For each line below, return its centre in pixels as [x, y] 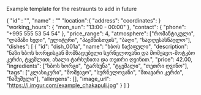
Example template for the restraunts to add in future [72, 9]
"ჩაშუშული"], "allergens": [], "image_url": [59, 79]
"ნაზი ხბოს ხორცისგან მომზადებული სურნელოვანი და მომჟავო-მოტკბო [101, 53]
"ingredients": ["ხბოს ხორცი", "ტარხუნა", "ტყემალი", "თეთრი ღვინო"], [97, 66]
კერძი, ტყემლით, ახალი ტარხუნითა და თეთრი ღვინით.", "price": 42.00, [100, 59]
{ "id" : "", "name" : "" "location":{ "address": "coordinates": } [84, 20]
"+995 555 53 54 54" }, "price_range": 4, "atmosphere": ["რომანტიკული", [100, 33]
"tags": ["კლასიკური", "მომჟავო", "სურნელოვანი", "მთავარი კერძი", [95, 72]
